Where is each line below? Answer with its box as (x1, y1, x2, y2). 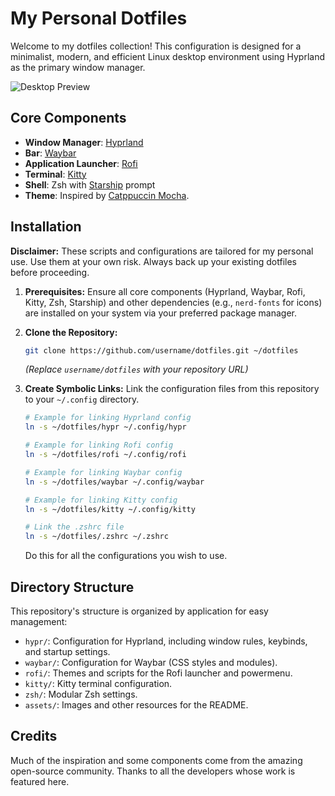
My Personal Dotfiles (10, 7, 188, 30)
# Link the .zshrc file (24, 522, 125, 532)
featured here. (10, 775, 70, 787)
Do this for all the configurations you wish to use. (24, 550, 228, 562)
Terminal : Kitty (24, 168, 87, 180)
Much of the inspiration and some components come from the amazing (10, 754, 303, 766)
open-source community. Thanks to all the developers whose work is (10, 765, 296, 777)
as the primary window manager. (10, 61, 146, 73)
